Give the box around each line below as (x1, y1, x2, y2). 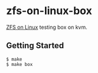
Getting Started (6, 41, 64, 51)
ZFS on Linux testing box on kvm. (6, 24, 87, 31)
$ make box (6, 61, 33, 67)
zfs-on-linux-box (6, 4, 93, 18)
